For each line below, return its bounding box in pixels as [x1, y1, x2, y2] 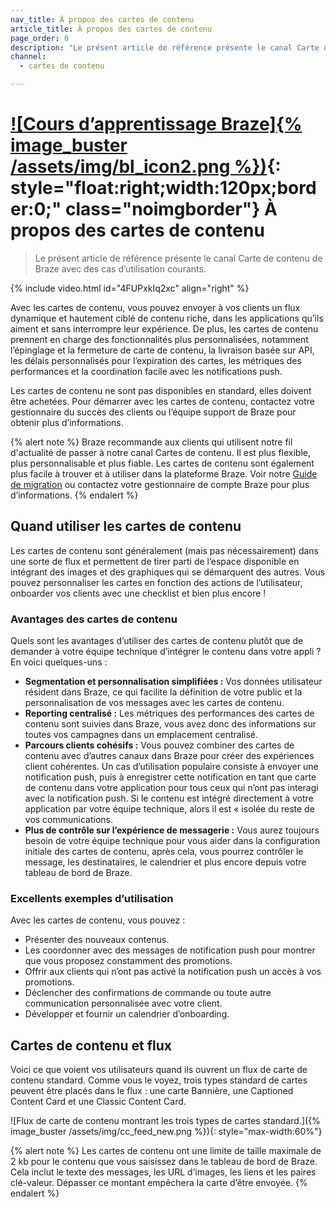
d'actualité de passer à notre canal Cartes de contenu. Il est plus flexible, [10, 446, 312, 458]
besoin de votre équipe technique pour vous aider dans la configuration [24, 835, 321, 847]
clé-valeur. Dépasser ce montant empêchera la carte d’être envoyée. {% [10, 1177, 308, 1189]
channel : [10, 52, 47, 62]
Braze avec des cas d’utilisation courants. [34, 262, 207, 275]
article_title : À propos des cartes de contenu [10, 24, 213, 34]
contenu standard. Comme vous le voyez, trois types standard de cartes [10, 1074, 308, 1086]
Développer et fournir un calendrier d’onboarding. [24, 1008, 230, 1020]
